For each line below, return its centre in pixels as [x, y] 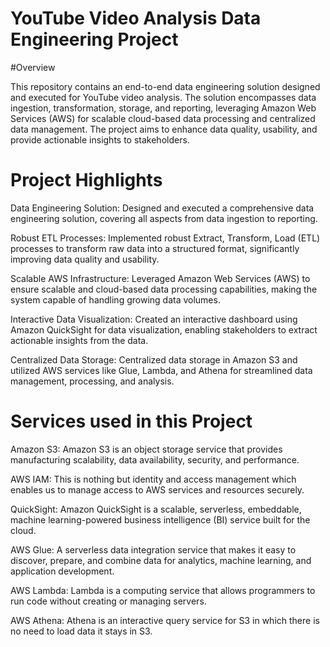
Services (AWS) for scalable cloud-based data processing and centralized [163, 118]
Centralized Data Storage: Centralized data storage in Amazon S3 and [154, 359]
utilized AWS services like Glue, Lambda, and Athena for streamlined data [161, 370]
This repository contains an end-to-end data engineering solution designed [165, 86]
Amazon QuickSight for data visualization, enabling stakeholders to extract [164, 329]
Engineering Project [94, 39]
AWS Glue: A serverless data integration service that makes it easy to [153, 549]
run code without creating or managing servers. [108, 601]
